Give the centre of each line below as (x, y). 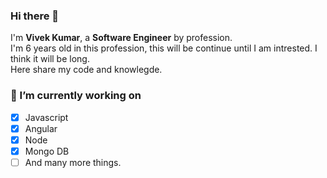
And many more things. (73, 162)
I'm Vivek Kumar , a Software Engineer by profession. (121, 38)
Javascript (46, 117)
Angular (41, 128)
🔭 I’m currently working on (76, 96)
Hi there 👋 (35, 16)
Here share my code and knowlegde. (86, 70)
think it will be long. (50, 59)
